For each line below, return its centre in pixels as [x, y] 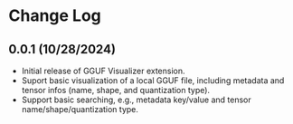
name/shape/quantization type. [80, 109]
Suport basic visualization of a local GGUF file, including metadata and [153, 81]
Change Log [55, 16]
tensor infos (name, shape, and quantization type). [115, 90]
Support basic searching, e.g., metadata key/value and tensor [136, 100]
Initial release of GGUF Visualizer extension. [104, 71]
